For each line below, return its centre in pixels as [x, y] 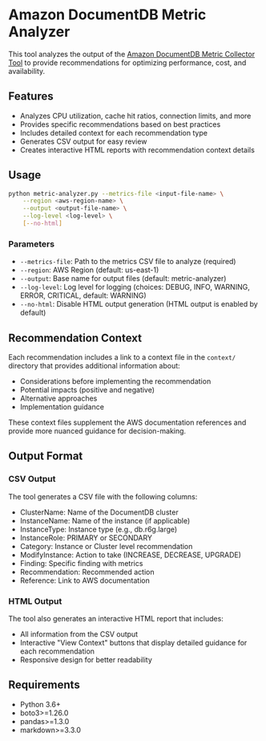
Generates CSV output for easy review [83, 141]
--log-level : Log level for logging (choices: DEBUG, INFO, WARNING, [135, 287]
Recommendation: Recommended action [87, 572]
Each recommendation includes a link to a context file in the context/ [122, 357]
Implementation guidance [62, 407]
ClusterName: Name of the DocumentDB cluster [99, 512]
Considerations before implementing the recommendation [115, 381]
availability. [27, 71]
